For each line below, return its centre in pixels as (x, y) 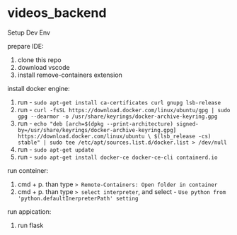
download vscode (44, 67)
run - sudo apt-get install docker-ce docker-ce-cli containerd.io (117, 157)
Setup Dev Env (29, 32)
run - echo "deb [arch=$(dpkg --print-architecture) (95, 123)
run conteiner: (28, 170)
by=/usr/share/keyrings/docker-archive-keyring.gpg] (97, 130)
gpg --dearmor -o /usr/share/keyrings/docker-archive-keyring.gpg (117, 116)
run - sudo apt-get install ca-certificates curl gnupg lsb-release (119, 102)
